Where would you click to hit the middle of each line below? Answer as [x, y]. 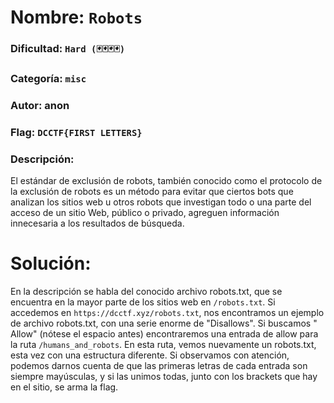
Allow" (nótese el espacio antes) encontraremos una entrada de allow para [164, 334]
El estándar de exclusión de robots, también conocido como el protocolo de [166, 181]
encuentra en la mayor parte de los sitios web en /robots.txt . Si [143, 302]
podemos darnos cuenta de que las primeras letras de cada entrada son [159, 366]
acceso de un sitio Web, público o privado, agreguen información [145, 213]
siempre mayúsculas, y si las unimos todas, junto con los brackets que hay [164, 377]
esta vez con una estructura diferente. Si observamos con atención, [150, 355]
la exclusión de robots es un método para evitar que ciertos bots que [152, 192]
